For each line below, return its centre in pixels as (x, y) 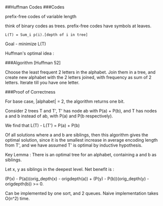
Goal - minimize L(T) (26, 44)
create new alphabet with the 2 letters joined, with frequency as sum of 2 (78, 77)
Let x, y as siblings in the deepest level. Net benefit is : (60, 169)
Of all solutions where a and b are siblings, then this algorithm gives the (77, 135)
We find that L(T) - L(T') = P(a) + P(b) (43, 125)
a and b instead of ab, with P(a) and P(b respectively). (59, 116)
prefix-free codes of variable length (41, 16)
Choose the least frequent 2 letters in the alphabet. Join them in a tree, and (80, 72)
